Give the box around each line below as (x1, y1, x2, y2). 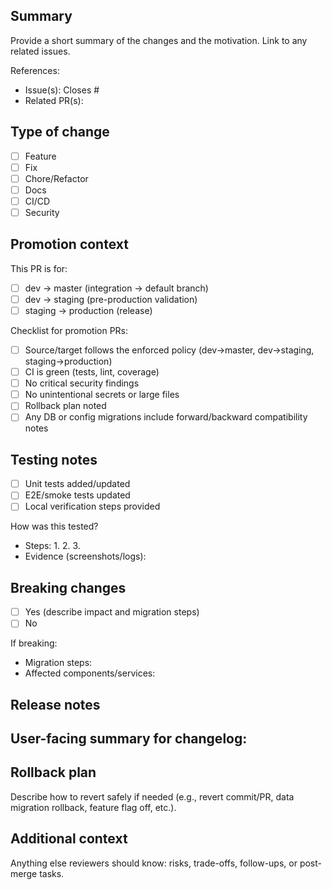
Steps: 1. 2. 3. (24, 540, 81, 552)
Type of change (10, 124, 110, 141)
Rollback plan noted (24, 400, 107, 412)
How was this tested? (10, 520, 99, 533)
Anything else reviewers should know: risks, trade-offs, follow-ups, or (10, 857, 298, 869)
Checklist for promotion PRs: (10, 325, 129, 336)
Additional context (10, 830, 128, 848)
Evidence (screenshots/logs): (24, 550, 147, 563)
